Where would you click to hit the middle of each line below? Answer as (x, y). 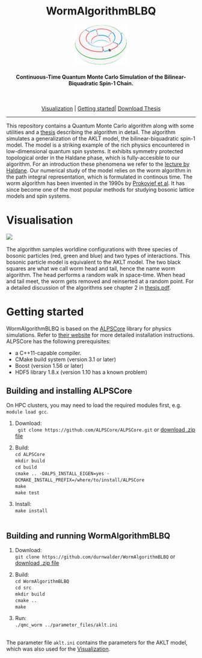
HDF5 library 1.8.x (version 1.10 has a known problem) (81, 372)
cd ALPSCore (30, 455)
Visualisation (40, 220)
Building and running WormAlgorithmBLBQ (88, 536)
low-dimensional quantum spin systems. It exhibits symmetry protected (95, 151)
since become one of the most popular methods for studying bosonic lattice (100, 189)
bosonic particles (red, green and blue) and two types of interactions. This (98, 255)
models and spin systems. (38, 196)
